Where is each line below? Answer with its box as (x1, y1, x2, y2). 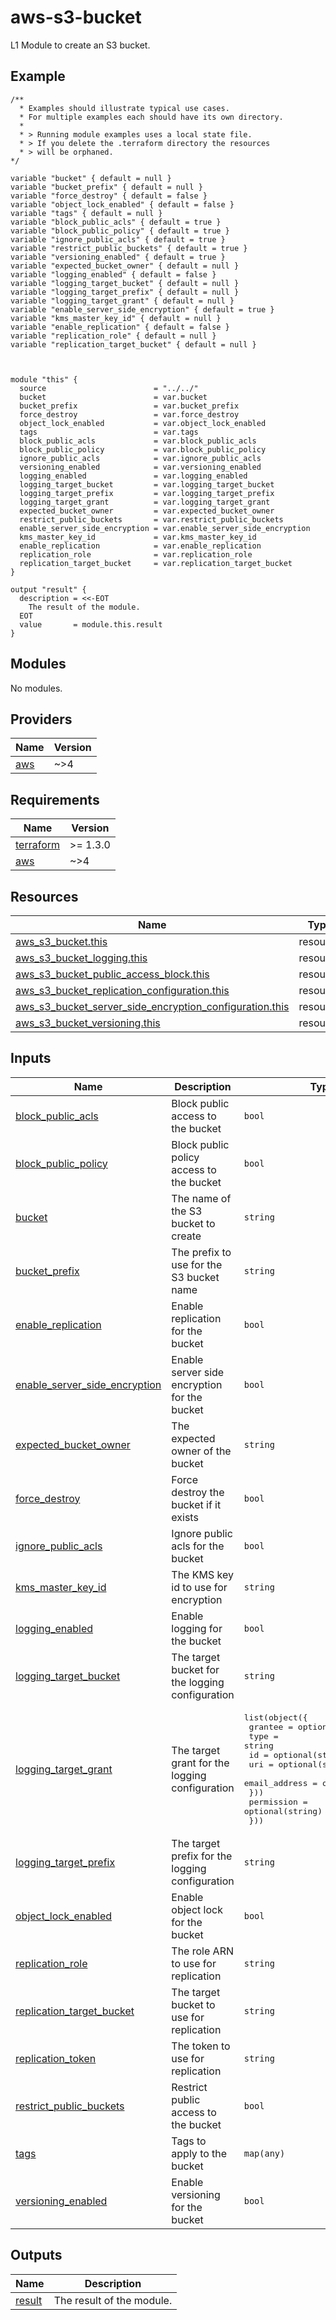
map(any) (243, 2147, 286, 2159)
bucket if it (171, 1497, 222, 1511)
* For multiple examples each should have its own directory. (19, 112, 284, 122)
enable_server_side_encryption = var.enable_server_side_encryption (19, 523, 311, 533)
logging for (171, 1621, 223, 1635)
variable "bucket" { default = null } (10, 173, 172, 183)
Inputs (10, 1050, 52, 1067)
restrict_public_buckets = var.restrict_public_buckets (19, 514, 284, 525)
